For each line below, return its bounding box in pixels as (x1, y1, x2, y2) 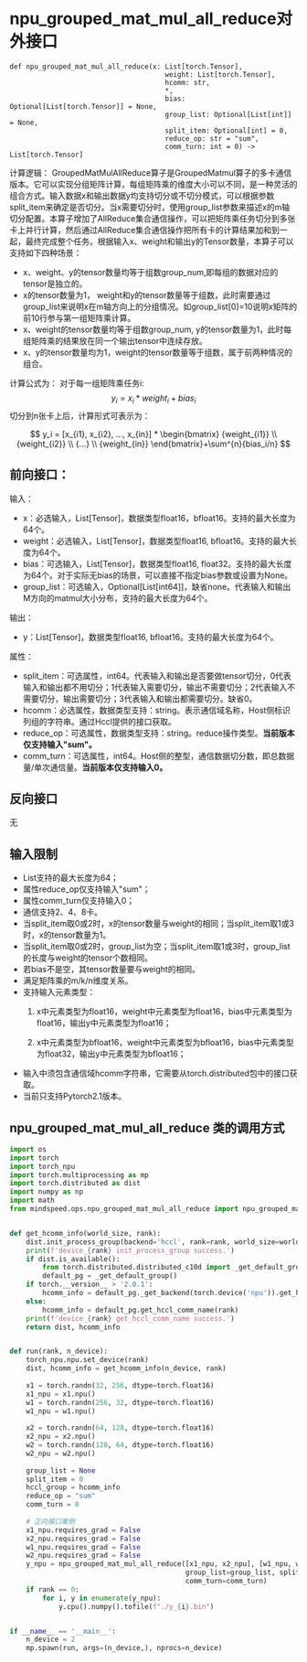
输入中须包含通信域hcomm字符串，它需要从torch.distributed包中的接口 (22, 1067, 290, 1079)
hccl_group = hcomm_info (26, 1483, 121, 1492)
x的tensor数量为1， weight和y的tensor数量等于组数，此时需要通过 (22, 289, 271, 300)
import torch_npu (9, 1162, 76, 1171)
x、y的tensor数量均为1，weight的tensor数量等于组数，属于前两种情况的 (22, 347, 293, 358)
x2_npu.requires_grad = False (26, 1534, 142, 1543)
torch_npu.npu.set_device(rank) (26, 1356, 149, 1365)
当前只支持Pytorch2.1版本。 (22, 1090, 127, 1102)
